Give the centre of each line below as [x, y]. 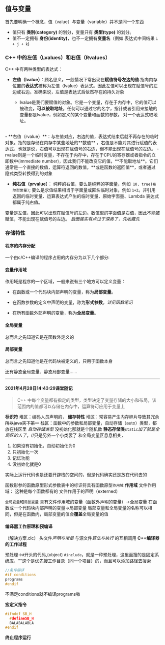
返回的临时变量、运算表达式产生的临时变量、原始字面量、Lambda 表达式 [85, 196]
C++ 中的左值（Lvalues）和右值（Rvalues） [58, 57]
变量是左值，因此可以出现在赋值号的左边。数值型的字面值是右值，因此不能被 [82, 213]
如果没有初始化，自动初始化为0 [44, 446]
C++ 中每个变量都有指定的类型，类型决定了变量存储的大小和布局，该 [87, 400]
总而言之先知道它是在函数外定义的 [40, 337]
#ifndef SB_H [18, 614]
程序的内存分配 [20, 246]
